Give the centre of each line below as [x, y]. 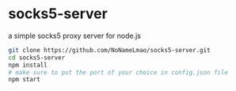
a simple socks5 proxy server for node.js [74, 36]
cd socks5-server [37, 57]
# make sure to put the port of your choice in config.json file [118, 72]
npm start [25, 80]
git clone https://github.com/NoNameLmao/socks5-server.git [110, 50]
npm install [28, 65]
